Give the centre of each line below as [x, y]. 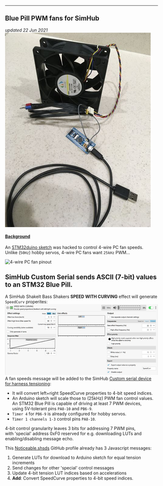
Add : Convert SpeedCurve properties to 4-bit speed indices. [73, 478]
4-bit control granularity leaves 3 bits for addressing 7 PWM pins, [70, 428]
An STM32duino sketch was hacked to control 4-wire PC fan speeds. [74, 247]
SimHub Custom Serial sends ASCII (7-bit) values [81, 277]
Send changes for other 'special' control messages [63, 468]
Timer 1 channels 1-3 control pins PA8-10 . [54, 419]
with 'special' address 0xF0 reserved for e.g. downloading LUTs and [73, 434]
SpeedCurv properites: [26, 301]
